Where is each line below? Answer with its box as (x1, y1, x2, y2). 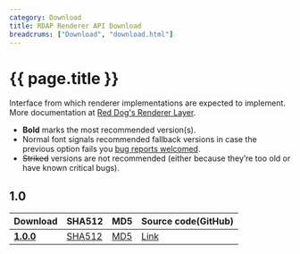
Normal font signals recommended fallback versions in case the (21, 134, 257, 145)
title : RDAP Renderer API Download (9, 21, 142, 30)
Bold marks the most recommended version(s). (21, 124, 196, 135)
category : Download (9, 13, 82, 22)
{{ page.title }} (9, 68, 120, 89)
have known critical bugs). (21, 163, 121, 174)
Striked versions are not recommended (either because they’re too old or (21, 153, 291, 164)
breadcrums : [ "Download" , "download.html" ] (9, 30, 174, 38)
